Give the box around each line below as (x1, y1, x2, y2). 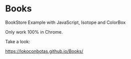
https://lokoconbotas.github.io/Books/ (5, 48, 83, 54)
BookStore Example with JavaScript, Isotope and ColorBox (5, 19, 126, 25)
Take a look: (5, 38, 30, 45)
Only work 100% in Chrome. (5, 29, 63, 35)
